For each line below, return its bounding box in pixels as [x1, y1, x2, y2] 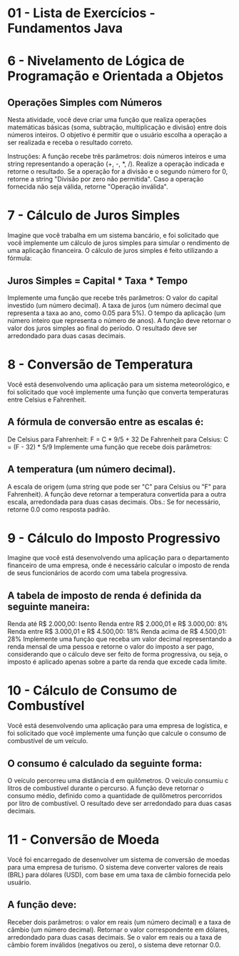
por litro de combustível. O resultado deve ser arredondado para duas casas [7, 799, 232, 807]
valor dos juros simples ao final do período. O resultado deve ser [7, 324, 198, 332]
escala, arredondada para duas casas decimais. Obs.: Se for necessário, [7, 497, 221, 506]
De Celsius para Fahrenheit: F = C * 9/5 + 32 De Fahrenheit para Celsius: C [7, 434, 228, 444]
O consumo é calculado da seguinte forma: [7, 757, 203, 770]
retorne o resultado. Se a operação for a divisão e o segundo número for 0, [7, 167, 228, 176]
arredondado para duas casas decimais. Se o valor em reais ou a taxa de [7, 932, 222, 941]
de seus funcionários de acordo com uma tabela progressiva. [7, 569, 188, 577]
